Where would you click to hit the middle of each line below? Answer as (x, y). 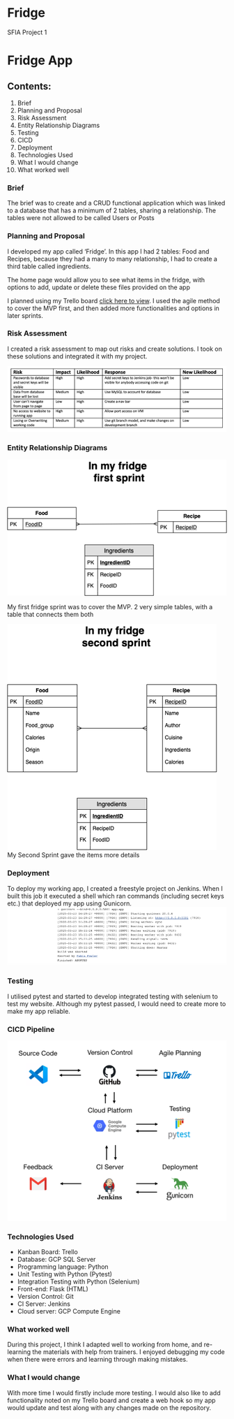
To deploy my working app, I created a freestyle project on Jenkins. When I (115, 888)
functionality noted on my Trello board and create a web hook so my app (111, 1400)
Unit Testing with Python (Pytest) (65, 1274)
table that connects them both (50, 614)
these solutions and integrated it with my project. (77, 356)
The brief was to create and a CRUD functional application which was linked (116, 203)
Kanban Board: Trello (47, 1252)
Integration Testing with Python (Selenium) (79, 1282)
